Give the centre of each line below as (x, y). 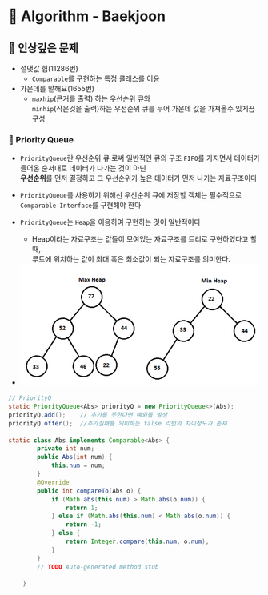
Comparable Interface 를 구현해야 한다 (80, 205)
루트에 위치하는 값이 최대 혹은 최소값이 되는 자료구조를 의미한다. (131, 259)
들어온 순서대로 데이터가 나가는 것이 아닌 (83, 168)
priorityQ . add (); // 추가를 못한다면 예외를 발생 (88, 415)
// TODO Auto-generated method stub (98, 567)
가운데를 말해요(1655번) (57, 88)
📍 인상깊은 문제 (43, 48)
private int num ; (66, 449)
